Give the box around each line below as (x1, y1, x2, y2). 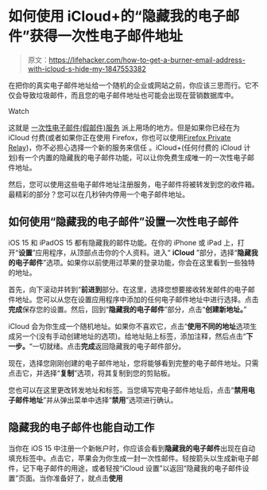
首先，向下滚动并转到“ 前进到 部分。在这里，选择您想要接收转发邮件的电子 (8, 284, 249, 294)
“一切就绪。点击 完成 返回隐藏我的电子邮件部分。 (29, 341, 186, 351)
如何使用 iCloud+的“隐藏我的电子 (8, 7, 226, 25)
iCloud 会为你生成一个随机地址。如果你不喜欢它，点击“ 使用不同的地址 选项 (8, 321, 250, 331)
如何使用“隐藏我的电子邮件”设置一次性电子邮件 (8, 215, 239, 229)
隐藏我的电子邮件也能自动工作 (8, 421, 155, 434)
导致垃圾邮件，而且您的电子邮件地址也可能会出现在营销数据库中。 (21, 90, 238, 100)
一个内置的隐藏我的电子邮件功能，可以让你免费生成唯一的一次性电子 (25, 152, 248, 162)
